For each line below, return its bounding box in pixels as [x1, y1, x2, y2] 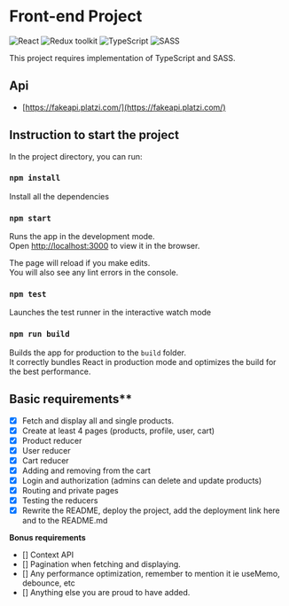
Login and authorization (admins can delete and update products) [21, 475, 262, 486]
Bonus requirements [9, 532, 86, 543]
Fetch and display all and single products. [21, 415, 175, 426]
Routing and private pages [21, 486, 119, 495]
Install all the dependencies [9, 190, 109, 201]
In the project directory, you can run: [9, 151, 143, 161]
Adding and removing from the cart [21, 465, 151, 476]
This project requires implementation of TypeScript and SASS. [9, 52, 237, 63]
